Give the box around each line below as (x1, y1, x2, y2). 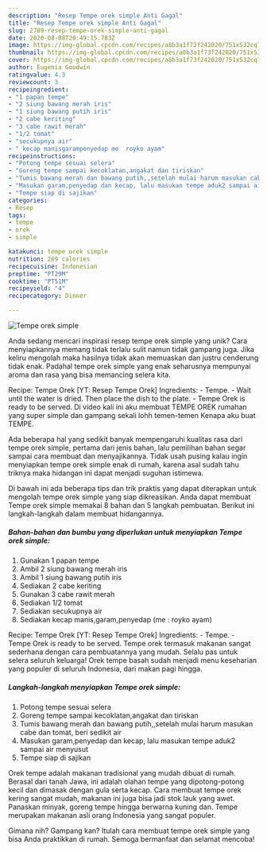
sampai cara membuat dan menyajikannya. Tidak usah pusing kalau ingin (8, 451, 248, 461)
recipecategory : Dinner (8, 292, 87, 300)
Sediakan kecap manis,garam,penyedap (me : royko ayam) (19, 614, 213, 624)
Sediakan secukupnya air (19, 606, 103, 616)
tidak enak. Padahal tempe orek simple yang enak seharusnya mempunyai (8, 362, 251, 370)
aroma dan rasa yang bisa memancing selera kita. (8, 370, 171, 379)
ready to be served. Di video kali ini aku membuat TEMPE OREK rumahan (8, 402, 248, 412)
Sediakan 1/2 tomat (19, 598, 83, 607)
